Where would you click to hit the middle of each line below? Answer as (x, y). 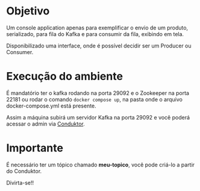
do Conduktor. (24, 171)
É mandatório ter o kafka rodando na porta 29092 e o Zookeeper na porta (98, 93)
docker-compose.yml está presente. (51, 106)
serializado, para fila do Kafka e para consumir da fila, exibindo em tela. (95, 34)
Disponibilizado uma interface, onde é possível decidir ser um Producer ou (99, 46)
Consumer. (20, 52)
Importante (35, 148)
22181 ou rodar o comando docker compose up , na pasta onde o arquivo (94, 99)
